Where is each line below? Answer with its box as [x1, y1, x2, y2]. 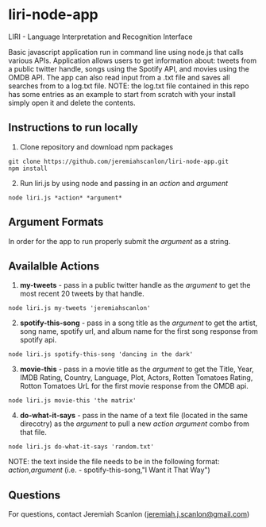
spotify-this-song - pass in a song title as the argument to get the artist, [19, 318, 258, 327]
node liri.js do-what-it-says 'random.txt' [8, 443, 155, 451]
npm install [8, 165, 48, 172]
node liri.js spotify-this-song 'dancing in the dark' [8, 351, 194, 358]
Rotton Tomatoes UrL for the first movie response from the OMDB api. [19, 382, 249, 391]
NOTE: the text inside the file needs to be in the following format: [8, 457, 220, 467]
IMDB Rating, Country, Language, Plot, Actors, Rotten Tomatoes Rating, [19, 373, 253, 382]
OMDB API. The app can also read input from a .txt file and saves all [8, 72, 230, 82]
